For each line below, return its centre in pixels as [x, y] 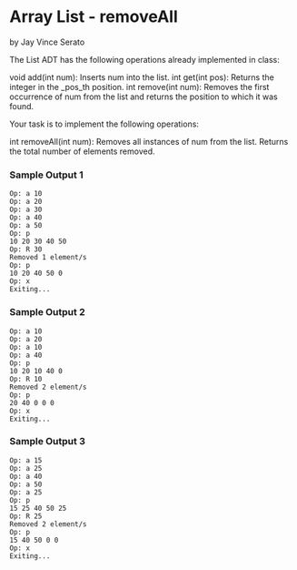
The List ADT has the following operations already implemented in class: [144, 59]
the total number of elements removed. [83, 151]
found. [22, 106]
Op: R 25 [26, 516]
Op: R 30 [26, 249]
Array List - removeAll [94, 17]
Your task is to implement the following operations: [104, 124]
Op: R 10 [26, 379]
